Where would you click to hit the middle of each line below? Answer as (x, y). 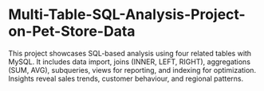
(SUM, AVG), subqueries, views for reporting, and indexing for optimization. (132, 70)
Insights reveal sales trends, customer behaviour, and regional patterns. (126, 78)
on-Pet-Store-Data (72, 31)
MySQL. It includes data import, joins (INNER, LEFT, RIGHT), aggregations (130, 62)
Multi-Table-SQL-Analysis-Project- (127, 15)
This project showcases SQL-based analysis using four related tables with (130, 53)
